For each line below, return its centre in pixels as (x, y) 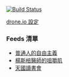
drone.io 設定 (22, 22)
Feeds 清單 (22, 38)
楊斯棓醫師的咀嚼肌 (39, 61)
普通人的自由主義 (36, 53)
